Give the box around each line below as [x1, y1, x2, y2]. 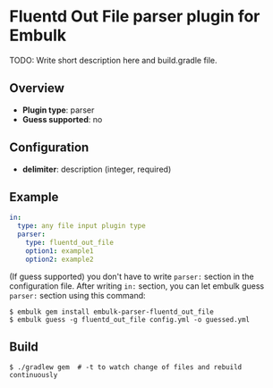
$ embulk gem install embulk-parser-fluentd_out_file [9, 307, 215, 316]
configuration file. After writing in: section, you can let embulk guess [9, 280, 265, 291]
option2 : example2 [25, 255, 94, 264]
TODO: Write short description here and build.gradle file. [9, 55, 218, 65]
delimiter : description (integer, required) [21, 164, 172, 174]
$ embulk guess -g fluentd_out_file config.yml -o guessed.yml [9, 315, 251, 324]
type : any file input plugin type [17, 222, 146, 231]
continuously [9, 371, 58, 380]
